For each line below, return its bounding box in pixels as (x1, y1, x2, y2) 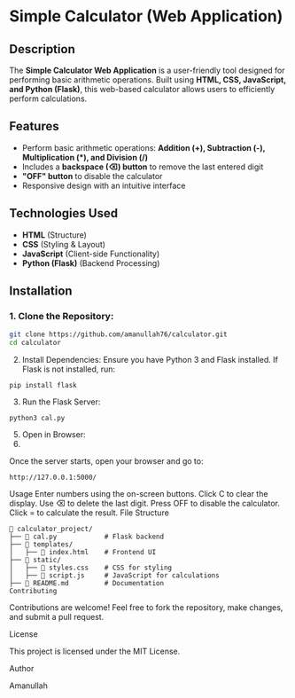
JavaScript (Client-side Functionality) (21, 248, 160, 259)
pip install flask (9, 381, 77, 390)
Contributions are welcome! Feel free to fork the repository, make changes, (9, 602, 283, 613)
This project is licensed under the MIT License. (9, 646, 181, 657)
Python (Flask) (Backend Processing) (21, 257, 160, 268)
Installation (9, 284, 73, 299)
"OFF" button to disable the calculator (21, 170, 163, 181)
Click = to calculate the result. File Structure (9, 507, 170, 518)
